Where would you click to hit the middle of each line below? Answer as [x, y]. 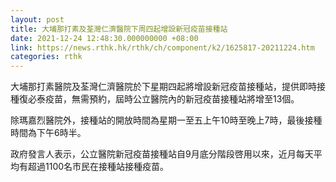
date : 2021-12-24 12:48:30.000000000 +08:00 [104, 38]
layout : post [37, 19]
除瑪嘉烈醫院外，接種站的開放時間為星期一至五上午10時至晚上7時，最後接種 [166, 120]
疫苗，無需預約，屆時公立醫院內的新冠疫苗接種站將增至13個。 [172, 99]
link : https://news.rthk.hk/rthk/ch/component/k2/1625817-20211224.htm [162, 47]
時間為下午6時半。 [48, 133]
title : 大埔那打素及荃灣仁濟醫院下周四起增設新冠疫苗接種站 [119, 29]
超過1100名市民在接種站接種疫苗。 [98, 167]
